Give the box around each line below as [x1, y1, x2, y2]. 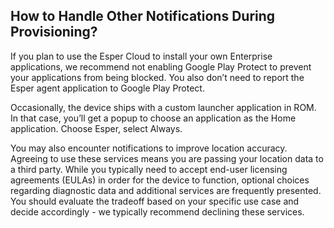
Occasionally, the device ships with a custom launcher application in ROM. [10, 101, 317, 113]
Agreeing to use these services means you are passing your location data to [10, 152, 324, 164]
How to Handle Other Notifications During [10, 8, 276, 25]
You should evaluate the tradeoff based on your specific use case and [10, 195, 300, 207]
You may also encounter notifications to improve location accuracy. [10, 142, 288, 154]
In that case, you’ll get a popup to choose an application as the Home [10, 112, 297, 124]
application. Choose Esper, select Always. [10, 122, 183, 134]
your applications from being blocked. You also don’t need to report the [10, 71, 305, 83]
